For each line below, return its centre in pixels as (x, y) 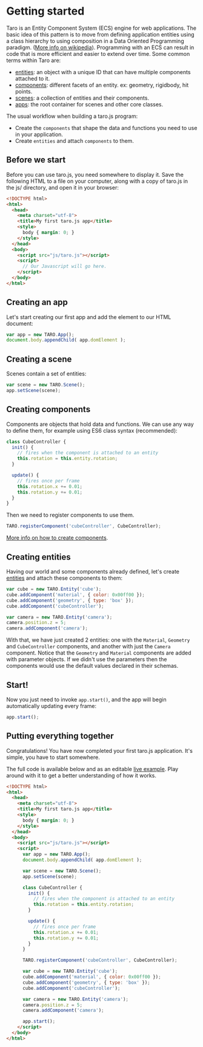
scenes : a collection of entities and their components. (82, 98)
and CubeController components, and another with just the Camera (88, 647)
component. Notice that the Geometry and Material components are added (99, 653)
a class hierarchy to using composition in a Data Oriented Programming (95, 41)
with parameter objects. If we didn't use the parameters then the (87, 659)
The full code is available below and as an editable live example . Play (92, 769)
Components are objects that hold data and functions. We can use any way (100, 424)
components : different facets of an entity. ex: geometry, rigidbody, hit (102, 85)
